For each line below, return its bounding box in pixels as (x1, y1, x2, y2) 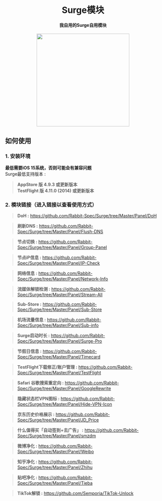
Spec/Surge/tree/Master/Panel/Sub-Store (17, 306, 102, 312)
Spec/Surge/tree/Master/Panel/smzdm (17, 433, 96, 439)
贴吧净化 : (17, 475, 38, 481)
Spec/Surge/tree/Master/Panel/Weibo (17, 449, 94, 454)
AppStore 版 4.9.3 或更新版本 (17, 182, 78, 188)
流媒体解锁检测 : (17, 286, 50, 292)
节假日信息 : (17, 349, 42, 354)
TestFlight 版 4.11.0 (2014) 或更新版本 (17, 188, 94, 194)
